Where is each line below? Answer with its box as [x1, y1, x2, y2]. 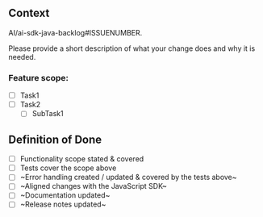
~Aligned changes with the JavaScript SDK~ [19, 182, 168, 191]
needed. [8, 52, 36, 61]
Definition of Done [8, 132, 102, 146]
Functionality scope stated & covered [19, 154, 144, 164]
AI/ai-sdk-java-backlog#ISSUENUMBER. [8, 27, 143, 37]
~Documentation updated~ [19, 190, 111, 200]
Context [8, 6, 50, 20]
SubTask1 [31, 109, 64, 119]
